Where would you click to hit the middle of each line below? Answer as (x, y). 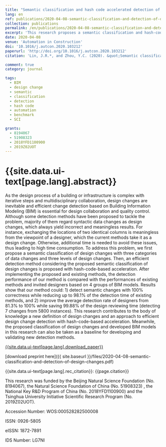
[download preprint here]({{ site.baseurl (46, 357)
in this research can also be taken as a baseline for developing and (73, 332)
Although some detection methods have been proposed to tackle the (75, 217)
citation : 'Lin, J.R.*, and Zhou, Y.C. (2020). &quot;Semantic (72, 56)
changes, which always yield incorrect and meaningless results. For (74, 227)
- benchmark (22, 115)
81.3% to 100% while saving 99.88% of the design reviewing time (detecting (83, 306)
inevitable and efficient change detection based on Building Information (78, 206)
